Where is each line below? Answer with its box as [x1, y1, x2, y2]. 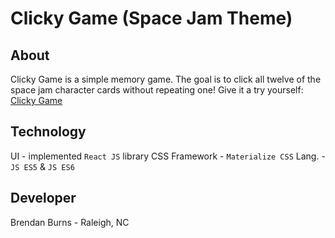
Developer [10, 190, 77, 207]
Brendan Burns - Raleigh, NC [10, 216, 130, 228]
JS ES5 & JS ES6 [10, 160, 75, 172]
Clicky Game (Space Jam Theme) [10, 7, 293, 30]
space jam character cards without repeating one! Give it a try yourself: [10, 84, 304, 96]
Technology [10, 123, 87, 141]
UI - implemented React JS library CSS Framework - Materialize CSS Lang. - [10, 150, 326, 162]
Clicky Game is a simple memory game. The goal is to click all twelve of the [10, 73, 322, 85]
